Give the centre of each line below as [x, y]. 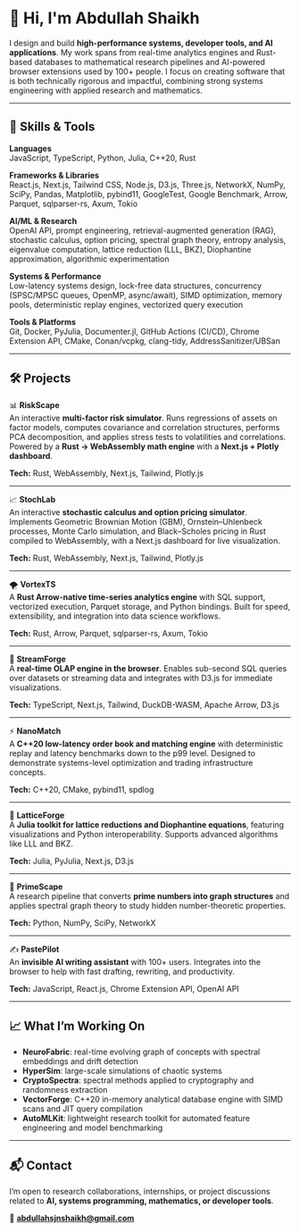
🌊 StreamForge [38, 659]
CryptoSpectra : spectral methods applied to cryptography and [138, 1080]
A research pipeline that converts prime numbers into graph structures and [150, 895]
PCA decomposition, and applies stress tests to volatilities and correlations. [148, 437]
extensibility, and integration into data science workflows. [115, 616]
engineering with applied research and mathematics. [106, 90]
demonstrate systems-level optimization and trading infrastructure [131, 762]
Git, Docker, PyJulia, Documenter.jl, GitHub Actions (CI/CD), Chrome [134, 331]
